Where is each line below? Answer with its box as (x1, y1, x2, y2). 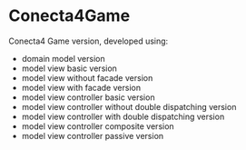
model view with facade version (21, 82, 142, 93)
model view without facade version (21, 72, 153, 83)
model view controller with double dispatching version (21, 111, 225, 122)
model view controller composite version (21, 120, 174, 132)
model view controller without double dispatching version (21, 101, 237, 112)
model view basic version (21, 63, 117, 74)
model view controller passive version (21, 130, 164, 141)
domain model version (21, 53, 105, 64)
